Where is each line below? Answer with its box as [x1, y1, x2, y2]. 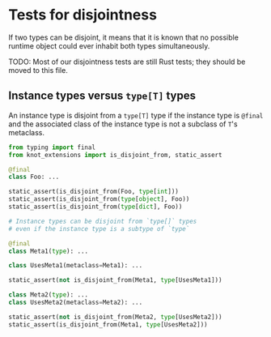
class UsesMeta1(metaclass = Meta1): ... [8, 262, 143, 270]
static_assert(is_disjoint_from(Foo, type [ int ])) [8, 188, 180, 196]
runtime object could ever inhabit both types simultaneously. [8, 41, 210, 50]
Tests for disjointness [8, 6, 158, 24]
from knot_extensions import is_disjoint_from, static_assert [8, 151, 222, 159]
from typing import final [8, 143, 95, 151]
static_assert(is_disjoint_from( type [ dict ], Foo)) [8, 203, 183, 211]
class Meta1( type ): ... [8, 247, 89, 255]
